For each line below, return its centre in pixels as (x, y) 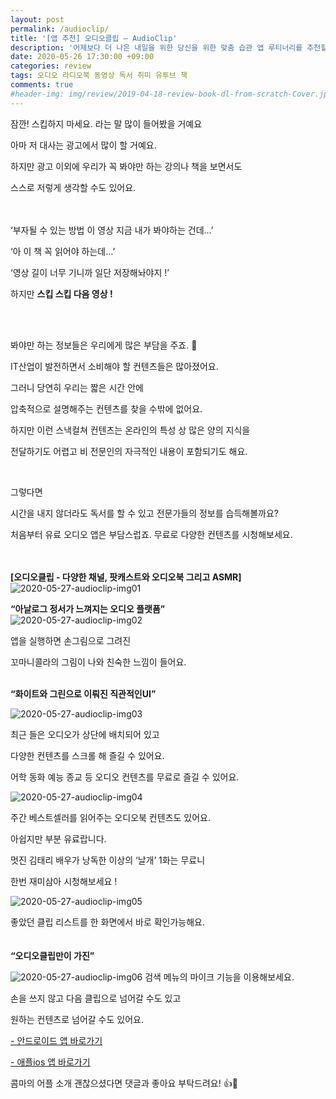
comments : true (42, 85)
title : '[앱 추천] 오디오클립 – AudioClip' (94, 38)
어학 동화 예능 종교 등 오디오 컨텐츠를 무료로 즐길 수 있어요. (125, 777)
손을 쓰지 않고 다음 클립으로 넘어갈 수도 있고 (96, 998)
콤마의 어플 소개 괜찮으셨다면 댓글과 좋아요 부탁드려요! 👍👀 (124, 1083)
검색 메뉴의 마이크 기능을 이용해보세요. (219, 977)
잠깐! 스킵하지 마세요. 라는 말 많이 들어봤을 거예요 (106, 123)
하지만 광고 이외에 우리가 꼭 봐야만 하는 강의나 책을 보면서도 (126, 166)
